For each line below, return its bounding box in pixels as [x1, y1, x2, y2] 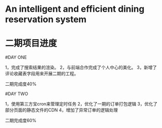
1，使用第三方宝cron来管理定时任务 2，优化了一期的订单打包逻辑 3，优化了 [5, 101, 158, 107]
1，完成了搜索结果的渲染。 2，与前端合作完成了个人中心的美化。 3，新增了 [5, 65, 157, 71]
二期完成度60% [5, 118, 37, 124]
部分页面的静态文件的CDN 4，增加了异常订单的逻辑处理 [5, 107, 118, 113]
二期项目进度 [5, 38, 58, 49]
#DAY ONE [5, 54, 27, 60]
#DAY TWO [5, 91, 29, 97]
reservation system [5, 14, 87, 25]
